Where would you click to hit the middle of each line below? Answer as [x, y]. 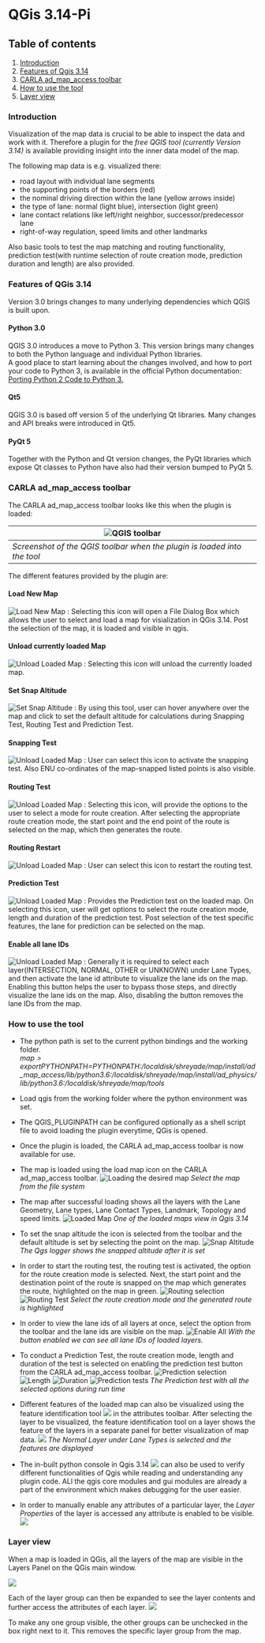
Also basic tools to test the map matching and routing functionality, [117, 247]
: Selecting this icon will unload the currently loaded [168, 663]
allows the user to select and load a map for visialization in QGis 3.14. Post [128, 620]
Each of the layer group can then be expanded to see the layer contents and [132, 1597]
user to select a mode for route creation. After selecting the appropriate [124, 812]
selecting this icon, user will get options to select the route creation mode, [129, 909]
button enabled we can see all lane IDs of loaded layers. [111, 1340]
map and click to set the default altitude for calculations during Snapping [126, 716]
